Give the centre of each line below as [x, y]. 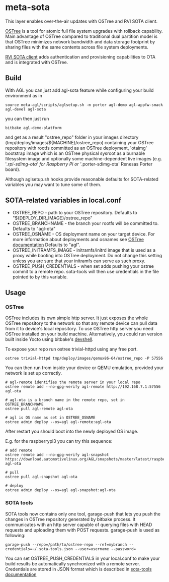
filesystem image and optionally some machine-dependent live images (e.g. [84, 158]
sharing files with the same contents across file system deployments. [77, 47]
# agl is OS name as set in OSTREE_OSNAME [50, 418]
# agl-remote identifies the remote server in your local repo [73, 382]
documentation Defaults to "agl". [46, 245]
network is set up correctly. [33, 373]
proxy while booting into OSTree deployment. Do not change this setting [87, 255]
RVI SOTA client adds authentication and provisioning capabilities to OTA [80, 56]
